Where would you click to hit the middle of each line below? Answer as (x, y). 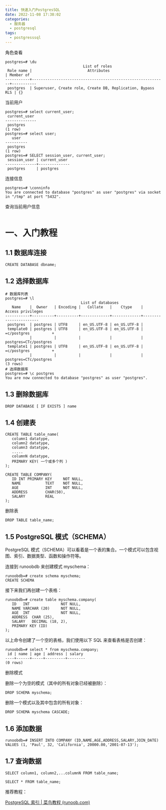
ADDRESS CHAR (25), (33, 617)
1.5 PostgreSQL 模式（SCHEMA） (58, 537)
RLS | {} (14, 92)
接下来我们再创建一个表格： (34, 590)
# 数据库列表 (17, 294)
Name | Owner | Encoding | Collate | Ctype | (77, 307)
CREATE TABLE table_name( (32, 435)
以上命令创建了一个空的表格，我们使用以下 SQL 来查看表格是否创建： (76, 640)
